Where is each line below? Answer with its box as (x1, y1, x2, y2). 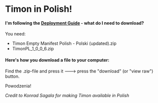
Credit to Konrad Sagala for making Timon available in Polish (5, 92, 129, 98)
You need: (5, 31, 26, 37)
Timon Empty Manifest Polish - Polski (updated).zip (12, 40, 117, 46)
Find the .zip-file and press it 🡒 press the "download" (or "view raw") (5, 68, 154, 74)
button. (5, 73, 20, 79)
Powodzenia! (5, 83, 32, 89)
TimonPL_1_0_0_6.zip (12, 46, 54, 52)
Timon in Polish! (5, 3, 72, 15)
